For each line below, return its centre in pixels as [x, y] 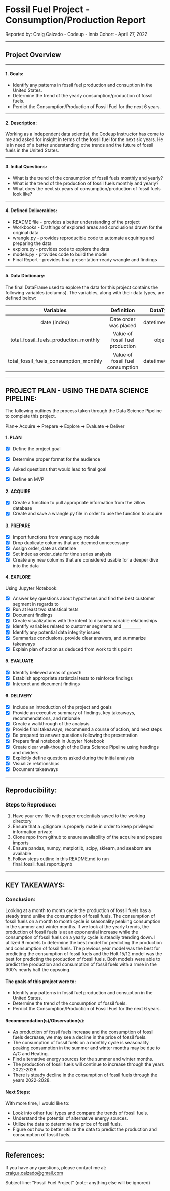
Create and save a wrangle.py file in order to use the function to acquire [88, 514]
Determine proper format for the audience [56, 459]
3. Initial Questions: [26, 166]
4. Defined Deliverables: [31, 210]
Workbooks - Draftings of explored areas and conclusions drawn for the [88, 227]
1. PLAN [13, 438]
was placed [123, 325]
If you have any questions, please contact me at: [56, 1167]
